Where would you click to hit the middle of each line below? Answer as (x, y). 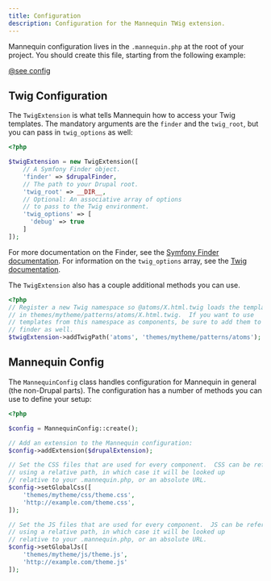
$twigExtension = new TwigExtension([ (73, 162)
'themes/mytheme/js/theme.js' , (75, 554)
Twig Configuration (58, 96)
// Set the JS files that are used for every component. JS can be (126, 525)
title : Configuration (45, 16)
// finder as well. (41, 330)
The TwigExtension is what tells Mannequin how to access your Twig (122, 115)
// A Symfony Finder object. (72, 169)
